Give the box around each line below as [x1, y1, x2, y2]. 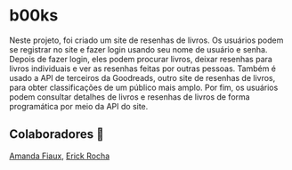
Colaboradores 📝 [9, 126, 105, 142]
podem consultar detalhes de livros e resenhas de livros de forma [9, 91, 251, 102]
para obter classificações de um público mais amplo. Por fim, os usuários [9, 82, 279, 93]
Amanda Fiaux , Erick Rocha [9, 150, 110, 161]
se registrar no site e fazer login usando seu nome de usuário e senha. [9, 44, 268, 54]
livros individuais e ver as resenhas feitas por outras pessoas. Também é [9, 63, 277, 74]
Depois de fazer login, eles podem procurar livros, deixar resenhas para [9, 53, 273, 64]
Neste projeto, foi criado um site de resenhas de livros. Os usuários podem [9, 35, 284, 45]
